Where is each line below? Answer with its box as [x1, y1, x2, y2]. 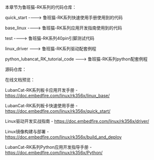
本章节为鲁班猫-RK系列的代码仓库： [5, 4, 77, 10]
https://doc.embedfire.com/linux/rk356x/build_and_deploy [5, 134, 122, 140]
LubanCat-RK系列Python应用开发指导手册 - [5, 144, 92, 150]
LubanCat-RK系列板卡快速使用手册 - [5, 103, 78, 108]
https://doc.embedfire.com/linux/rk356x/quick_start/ [5, 108, 111, 114]
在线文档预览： [5, 77, 35, 82]
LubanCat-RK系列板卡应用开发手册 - [5, 87, 78, 93]
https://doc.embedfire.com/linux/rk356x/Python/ [5, 150, 103, 155]
